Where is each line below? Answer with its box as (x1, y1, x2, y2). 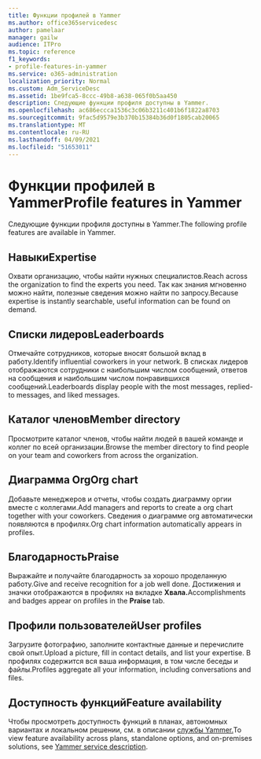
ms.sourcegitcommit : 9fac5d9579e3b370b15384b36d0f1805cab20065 (8, 114, 220, 122)
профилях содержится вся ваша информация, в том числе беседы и (8, 657, 238, 666)
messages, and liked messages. (16, 390, 120, 399)
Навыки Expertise (8, 251, 97, 264)
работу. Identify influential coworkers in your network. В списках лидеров (8, 357, 248, 366)
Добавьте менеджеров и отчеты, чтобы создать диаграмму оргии (8, 494, 232, 504)
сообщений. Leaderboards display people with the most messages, (8, 382, 226, 391)
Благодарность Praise (8, 550, 119, 563)
